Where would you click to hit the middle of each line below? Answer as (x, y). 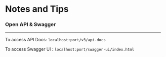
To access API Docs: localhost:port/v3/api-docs (56, 40)
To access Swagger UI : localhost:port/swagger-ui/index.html (70, 49)
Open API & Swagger (31, 25)
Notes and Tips (37, 9)
